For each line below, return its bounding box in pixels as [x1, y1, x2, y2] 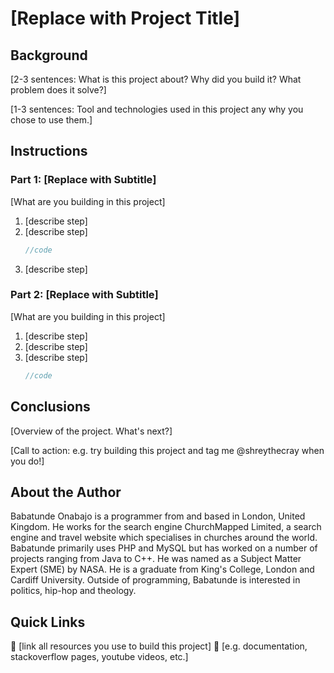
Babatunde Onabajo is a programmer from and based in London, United [10, 510, 306, 522]
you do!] [10, 455, 45, 467]
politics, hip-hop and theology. [10, 585, 137, 597]
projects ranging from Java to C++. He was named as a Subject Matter [10, 553, 302, 565]
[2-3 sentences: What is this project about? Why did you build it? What [10, 73, 302, 85]
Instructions [10, 143, 88, 160]
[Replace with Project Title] [10, 7, 241, 30]
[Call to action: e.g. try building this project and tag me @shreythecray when [10, 444, 325, 456]
